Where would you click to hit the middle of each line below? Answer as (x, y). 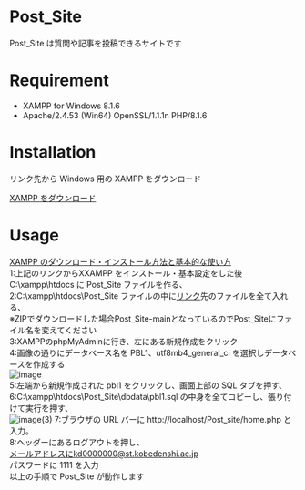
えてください (73, 330)
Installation (53, 153)
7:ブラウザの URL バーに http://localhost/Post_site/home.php (168, 419)
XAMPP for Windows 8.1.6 (71, 106)
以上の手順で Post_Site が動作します (77, 476)
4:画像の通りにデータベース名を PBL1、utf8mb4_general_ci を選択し (137, 352)
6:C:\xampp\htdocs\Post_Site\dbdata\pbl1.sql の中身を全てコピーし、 (139, 396)
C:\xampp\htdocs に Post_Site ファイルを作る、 (99, 284)
